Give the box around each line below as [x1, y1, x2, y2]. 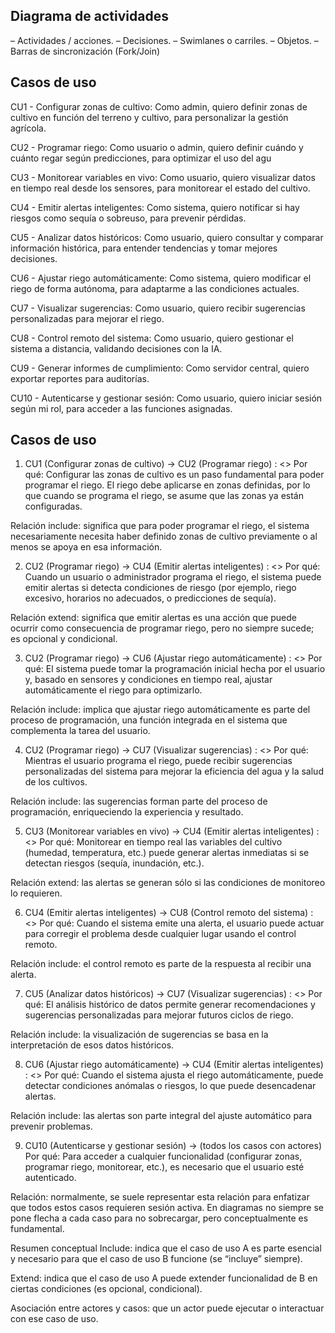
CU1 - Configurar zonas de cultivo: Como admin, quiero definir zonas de [10, 100, 308, 113]
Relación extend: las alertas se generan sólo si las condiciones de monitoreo [10, 877, 326, 889]
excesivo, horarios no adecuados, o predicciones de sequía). [24, 592, 277, 604]
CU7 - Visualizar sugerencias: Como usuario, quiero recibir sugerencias [10, 302, 306, 314]
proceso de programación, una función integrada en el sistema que [10, 714, 288, 726]
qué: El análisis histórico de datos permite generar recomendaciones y [24, 999, 316, 1011]
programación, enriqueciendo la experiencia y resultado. [10, 806, 244, 818]
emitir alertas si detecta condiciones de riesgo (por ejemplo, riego [24, 582, 297, 594]
